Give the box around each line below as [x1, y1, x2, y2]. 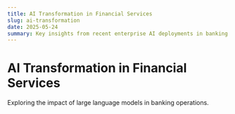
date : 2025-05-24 [7, 23, 58, 30]
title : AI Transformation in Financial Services [7, 10, 153, 18]
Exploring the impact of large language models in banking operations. [7, 99, 209, 107]
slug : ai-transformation [7, 17, 80, 24]
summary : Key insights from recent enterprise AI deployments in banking [7, 30, 229, 37]
